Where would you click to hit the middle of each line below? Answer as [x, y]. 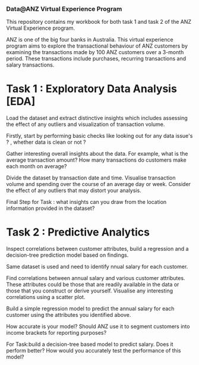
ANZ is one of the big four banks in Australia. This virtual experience [90, 40]
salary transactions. [30, 65]
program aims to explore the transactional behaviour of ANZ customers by [97, 46]
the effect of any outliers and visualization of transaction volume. [86, 124]
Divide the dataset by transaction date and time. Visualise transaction [91, 178]
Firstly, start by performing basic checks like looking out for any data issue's [99, 136]
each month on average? [37, 166]
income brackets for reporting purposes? [56, 333]
